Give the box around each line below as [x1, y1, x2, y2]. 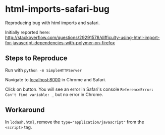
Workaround [5, 106, 45, 114]
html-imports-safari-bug [5, 3, 110, 15]
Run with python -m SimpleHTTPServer [5, 67, 82, 73]
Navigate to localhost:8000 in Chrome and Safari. [5, 76, 107, 82]
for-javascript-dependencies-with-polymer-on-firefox [5, 39, 115, 45]
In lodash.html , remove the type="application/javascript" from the [5, 119, 145, 125]
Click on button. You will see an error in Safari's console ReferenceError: [5, 86, 154, 92]
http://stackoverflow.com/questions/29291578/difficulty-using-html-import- [5, 34, 160, 40]
